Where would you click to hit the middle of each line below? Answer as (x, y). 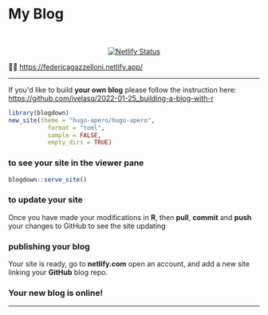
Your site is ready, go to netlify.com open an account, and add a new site (129, 264)
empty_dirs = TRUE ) (80, 143)
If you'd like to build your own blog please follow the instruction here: (122, 89)
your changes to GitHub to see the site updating (87, 226)
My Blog (36, 14)
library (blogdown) (39, 112)
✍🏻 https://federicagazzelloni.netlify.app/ (76, 67)
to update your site (45, 200)
